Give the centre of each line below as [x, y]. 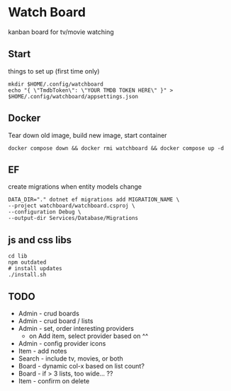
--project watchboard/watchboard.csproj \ [72, 206]
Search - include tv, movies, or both [71, 358]
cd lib [18, 256]
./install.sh [27, 275]
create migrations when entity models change [75, 187]
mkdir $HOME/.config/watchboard [56, 84]
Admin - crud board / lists [56, 321]
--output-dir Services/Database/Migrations [73, 218]
